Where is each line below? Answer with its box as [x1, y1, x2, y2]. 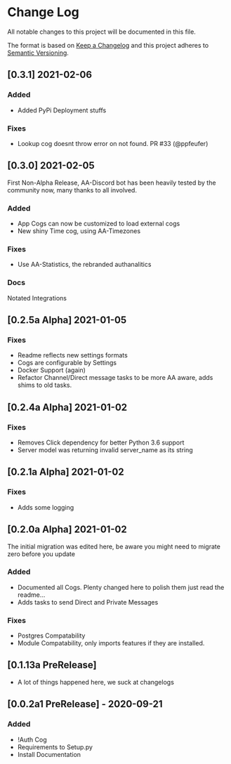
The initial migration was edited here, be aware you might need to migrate [7, 542, 221, 551]
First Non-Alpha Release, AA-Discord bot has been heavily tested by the [7, 178, 216, 187]
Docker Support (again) [17, 366, 86, 374]
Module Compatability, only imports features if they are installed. [17, 639, 205, 647]
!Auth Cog [17, 735, 47, 744]
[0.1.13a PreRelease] [7, 659, 97, 671]
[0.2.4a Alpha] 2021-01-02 [7, 401, 128, 413]
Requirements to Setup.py [17, 742, 93, 751]
